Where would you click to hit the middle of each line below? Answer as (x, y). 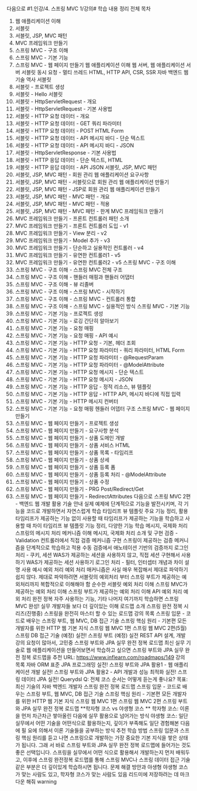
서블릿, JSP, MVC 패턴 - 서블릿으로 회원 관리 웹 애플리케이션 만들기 (92, 182)
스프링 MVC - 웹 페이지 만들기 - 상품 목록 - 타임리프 (74, 453)
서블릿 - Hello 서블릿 (39, 94)
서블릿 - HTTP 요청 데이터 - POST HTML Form (70, 131)
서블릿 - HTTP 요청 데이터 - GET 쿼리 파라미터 (68, 123)
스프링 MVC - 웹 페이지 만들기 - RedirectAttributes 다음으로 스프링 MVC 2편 (103, 496)
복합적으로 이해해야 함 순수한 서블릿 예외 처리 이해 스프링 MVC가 (114, 584)
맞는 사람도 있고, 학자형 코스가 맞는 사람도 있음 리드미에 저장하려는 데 (100, 774)
